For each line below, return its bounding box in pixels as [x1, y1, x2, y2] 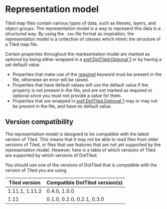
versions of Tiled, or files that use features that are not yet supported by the [5, 141, 161, 147]
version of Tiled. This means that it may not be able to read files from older [5, 136, 159, 142]
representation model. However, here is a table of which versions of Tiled [5, 146, 156, 153]
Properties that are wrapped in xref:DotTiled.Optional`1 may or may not [12, 97, 158, 103]
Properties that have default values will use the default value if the [12, 81, 149, 88]
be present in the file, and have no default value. [12, 103, 112, 109]
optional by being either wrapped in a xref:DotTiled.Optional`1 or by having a [5, 56, 162, 62]
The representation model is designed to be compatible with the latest [5, 131, 149, 137]
